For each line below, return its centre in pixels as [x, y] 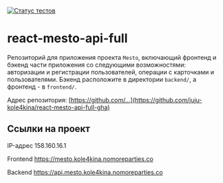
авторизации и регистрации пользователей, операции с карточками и [111, 72]
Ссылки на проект [49, 129]
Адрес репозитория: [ [39, 100]
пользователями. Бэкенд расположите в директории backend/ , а [102, 79]
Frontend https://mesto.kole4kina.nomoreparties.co [80, 159]
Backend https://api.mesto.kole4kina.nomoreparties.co [85, 172]
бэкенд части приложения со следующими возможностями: [96, 65]
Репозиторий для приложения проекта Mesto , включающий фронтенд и [112, 57]
